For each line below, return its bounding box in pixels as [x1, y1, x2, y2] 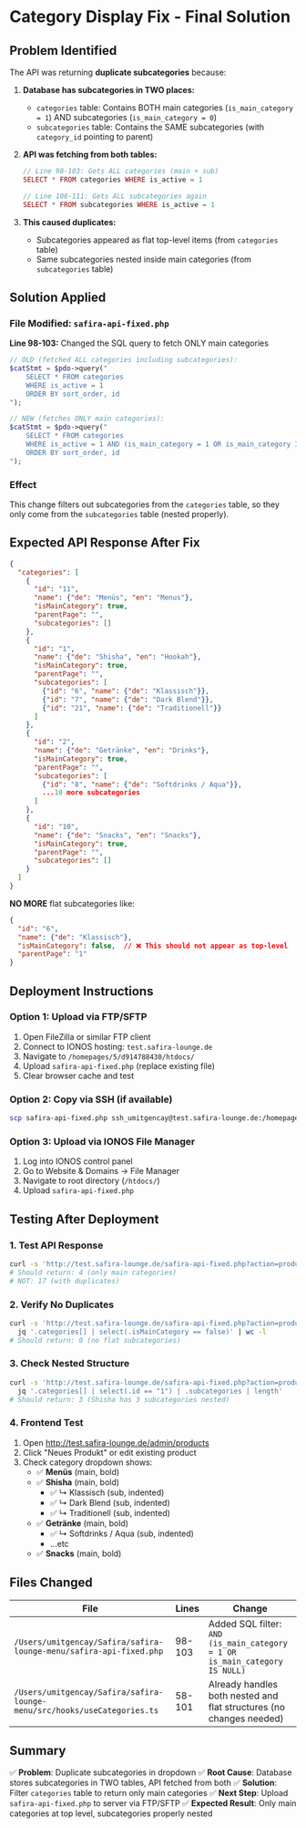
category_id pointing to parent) [36, 131, 154, 142]
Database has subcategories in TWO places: [22, 85, 195, 95]
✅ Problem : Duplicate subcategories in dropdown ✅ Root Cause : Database [9, 1767, 292, 1778]
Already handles [208, 1677, 279, 1690]
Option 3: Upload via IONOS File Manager [9, 1135, 196, 1148]
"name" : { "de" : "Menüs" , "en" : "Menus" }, [33, 593, 194, 603]
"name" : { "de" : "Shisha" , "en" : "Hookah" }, [33, 652, 202, 662]
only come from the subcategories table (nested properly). [9, 508, 229, 519]
